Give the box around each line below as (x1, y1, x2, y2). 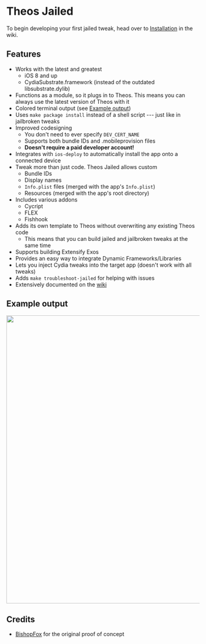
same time (24, 241, 51, 249)
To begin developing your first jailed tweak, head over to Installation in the (6, 25, 193, 32)
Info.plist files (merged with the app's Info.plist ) (24, 183, 156, 190)
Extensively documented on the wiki (15, 281, 107, 288)
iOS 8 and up (24, 72, 58, 79)
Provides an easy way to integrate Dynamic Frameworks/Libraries (15, 254, 182, 262)
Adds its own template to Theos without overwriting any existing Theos (15, 222, 195, 229)
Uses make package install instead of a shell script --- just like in (15, 111, 181, 118)
